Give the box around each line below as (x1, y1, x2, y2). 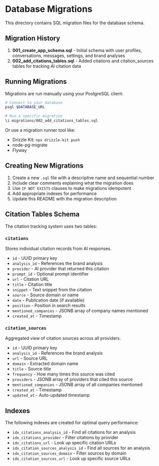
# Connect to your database (5, 100, 63, 105)
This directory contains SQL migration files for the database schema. (5, 20, 145, 26)
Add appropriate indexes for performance (12, 190, 97, 196)
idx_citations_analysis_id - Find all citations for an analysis (12, 429, 136, 435)
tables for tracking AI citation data (12, 63, 81, 69)
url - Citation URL (12, 276, 49, 282)
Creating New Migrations (5, 162, 84, 170)
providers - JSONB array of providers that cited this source (12, 376, 133, 382)
